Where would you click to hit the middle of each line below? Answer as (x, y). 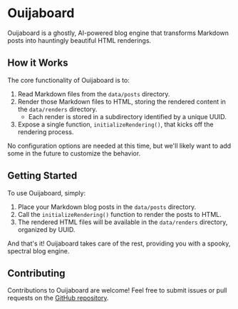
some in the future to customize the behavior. (74, 153)
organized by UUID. (46, 229)
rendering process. (46, 132)
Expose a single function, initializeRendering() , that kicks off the (115, 124)
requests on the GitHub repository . (58, 298)
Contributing (36, 273)
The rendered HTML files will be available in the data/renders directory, (123, 222)
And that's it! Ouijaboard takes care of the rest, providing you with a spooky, (119, 243)
